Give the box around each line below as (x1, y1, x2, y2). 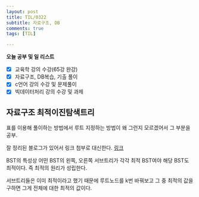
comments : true (6, 25, 44, 32)
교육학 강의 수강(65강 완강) (14, 66, 78, 73)
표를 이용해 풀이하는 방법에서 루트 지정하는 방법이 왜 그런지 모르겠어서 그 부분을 (6, 124, 191, 132)
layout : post (6, 8, 39, 15)
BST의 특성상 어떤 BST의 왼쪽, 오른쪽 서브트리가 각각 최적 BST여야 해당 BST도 (6, 157, 189, 164)
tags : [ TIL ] (6, 31, 36, 37)
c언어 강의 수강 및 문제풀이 (14, 81, 77, 88)
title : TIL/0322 (6, 14, 46, 20)
